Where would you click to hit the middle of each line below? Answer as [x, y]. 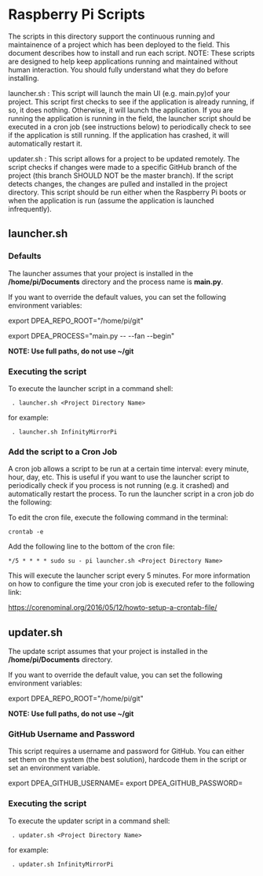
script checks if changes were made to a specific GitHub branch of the [122, 167]
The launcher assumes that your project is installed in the [101, 273]
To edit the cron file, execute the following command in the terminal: [118, 518]
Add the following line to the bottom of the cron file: [91, 547]
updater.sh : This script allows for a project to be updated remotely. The [124, 158]
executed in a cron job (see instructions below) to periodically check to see [130, 127]
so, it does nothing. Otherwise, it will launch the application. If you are [121, 110]
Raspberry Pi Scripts [77, 15]
